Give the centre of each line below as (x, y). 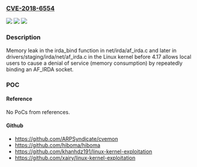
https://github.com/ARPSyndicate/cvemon (66, 138)
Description (23, 37)
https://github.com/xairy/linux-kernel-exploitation (75, 157)
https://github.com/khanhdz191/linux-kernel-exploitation (83, 151)
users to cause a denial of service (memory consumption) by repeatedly (94, 63)
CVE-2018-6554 (31, 8)
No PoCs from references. (38, 112)
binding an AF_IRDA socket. (40, 69)
